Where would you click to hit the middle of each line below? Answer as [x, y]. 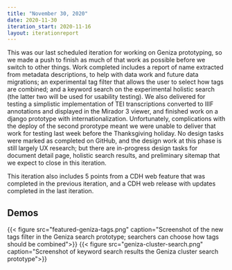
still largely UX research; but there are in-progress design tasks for [102, 148]
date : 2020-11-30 [32, 20]
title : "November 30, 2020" [48, 13]
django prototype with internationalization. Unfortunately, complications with [116, 119]
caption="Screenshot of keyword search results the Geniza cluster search [113, 252]
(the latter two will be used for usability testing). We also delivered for [106, 97]
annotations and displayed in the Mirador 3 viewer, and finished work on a [113, 111]
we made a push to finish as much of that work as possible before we [106, 60]
